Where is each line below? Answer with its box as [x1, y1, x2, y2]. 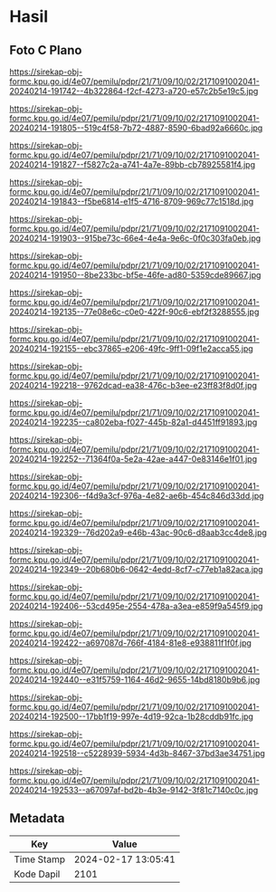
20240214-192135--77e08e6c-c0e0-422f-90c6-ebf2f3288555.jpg [9, 306, 260, 317]
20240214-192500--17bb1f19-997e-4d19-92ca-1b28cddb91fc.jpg [9, 711, 253, 722]
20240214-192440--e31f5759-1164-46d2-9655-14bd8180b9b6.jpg [9, 675, 261, 685]
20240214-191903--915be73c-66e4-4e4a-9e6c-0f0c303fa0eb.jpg [9, 233, 262, 244]
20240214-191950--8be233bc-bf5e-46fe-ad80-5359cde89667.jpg [9, 270, 262, 280]
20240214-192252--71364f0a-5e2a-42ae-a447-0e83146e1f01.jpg [9, 454, 258, 464]
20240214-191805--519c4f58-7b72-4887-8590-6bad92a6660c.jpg [9, 122, 263, 133]
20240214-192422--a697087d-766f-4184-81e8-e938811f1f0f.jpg [9, 638, 252, 648]
